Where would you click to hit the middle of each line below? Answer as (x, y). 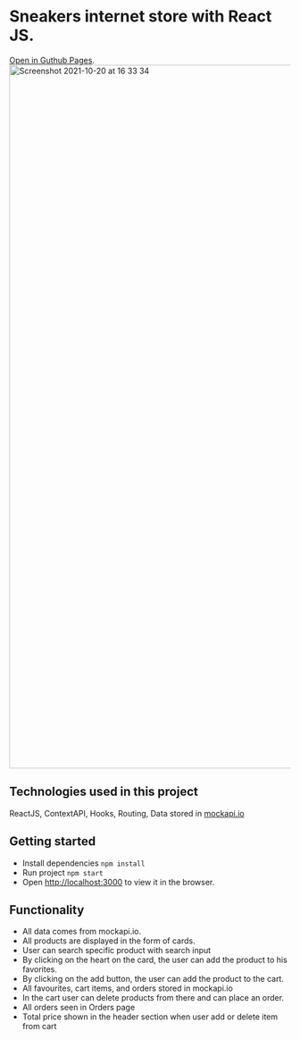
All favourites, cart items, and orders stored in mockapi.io (128, 988)
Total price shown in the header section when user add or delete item (150, 1017)
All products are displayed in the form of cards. (108, 941)
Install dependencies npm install (83, 863)
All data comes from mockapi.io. (82, 932)
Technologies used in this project (104, 792)
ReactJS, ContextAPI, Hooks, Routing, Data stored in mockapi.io (127, 813)
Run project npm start (62, 872)
